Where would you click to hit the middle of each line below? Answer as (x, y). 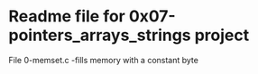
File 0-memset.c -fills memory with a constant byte (104, 60)
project (222, 35)
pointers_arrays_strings (100, 35)
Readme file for (67, 16)
